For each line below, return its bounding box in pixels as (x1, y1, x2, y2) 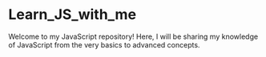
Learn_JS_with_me (8, 6, 137, 24)
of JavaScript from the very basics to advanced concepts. (8, 40, 200, 49)
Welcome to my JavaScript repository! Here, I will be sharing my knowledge (8, 32, 259, 41)
